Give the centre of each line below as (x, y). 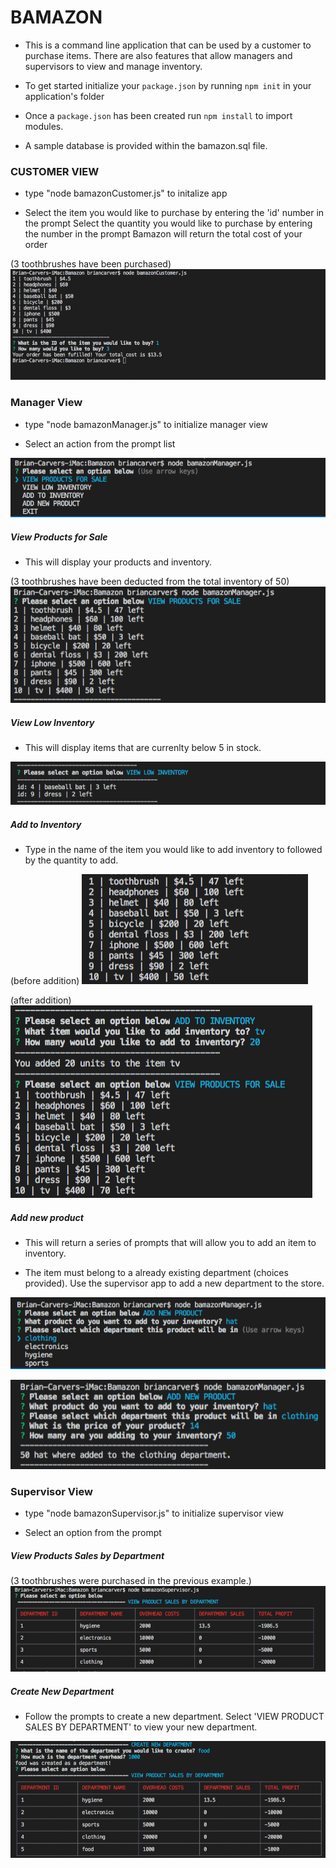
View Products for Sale (59, 537)
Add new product (47, 1217)
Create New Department (62, 1691)
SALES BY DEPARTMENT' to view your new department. (141, 1727)
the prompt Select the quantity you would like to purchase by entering (168, 223)
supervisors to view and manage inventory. (113, 66)
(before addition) (45, 980)
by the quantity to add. (71, 860)
